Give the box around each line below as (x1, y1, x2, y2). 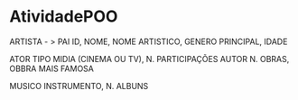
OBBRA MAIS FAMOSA (9, 63, 95, 74)
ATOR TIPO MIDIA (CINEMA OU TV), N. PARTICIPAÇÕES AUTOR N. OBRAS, (9, 53, 290, 64)
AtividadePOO (9, 6, 118, 27)
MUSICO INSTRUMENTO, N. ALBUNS (9, 80, 149, 91)
